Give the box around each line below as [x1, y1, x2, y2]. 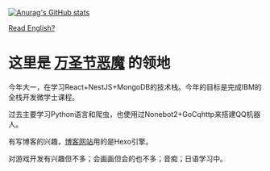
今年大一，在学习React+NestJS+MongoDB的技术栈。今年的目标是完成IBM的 [8, 81, 262, 92]
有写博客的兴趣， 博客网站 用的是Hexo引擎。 [8, 136, 153, 146]
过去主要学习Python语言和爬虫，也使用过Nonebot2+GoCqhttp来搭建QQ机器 [8, 109, 261, 119]
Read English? [8, 23, 56, 32]
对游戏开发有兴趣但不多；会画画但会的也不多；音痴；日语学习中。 [8, 153, 227, 163]
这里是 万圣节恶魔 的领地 [8, 54, 171, 73]
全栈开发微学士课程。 [8, 92, 79, 102]
